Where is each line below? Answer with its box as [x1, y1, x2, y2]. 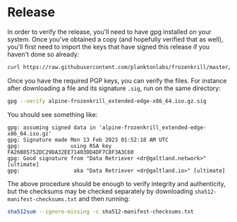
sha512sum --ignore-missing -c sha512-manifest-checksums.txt [7, 208, 194, 215]
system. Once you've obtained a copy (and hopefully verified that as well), [7, 35, 224, 43]
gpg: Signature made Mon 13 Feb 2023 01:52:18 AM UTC [7, 136, 169, 143]
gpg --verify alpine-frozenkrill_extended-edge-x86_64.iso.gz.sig [7, 97, 207, 104]
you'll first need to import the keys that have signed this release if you [7, 42, 210, 51]
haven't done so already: [7, 50, 80, 58]
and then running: [78, 195, 130, 203]
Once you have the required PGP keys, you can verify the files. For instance [7, 76, 227, 85]
